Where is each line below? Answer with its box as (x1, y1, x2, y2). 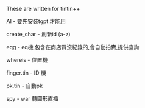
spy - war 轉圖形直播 (6, 95, 59, 102)
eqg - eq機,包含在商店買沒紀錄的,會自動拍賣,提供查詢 (6, 44, 140, 50)
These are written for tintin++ (6, 5, 80, 12)
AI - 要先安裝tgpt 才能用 (6, 18, 66, 25)
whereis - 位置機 (6, 56, 48, 63)
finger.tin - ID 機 (6, 69, 47, 76)
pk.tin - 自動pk (6, 82, 43, 89)
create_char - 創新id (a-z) (6, 30, 71, 38)
